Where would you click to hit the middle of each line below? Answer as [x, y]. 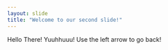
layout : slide [28, 13]
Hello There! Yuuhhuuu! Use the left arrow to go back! [84, 39]
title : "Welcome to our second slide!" [65, 20]
